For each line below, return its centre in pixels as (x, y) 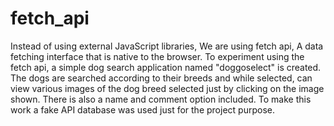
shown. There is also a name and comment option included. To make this (161, 99)
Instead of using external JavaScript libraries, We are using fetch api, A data (167, 46)
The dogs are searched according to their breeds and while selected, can (161, 78)
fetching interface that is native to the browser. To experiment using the (157, 56)
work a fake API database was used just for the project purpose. (142, 109)
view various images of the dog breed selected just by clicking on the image (167, 88)
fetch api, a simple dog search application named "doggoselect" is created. (166, 67)
